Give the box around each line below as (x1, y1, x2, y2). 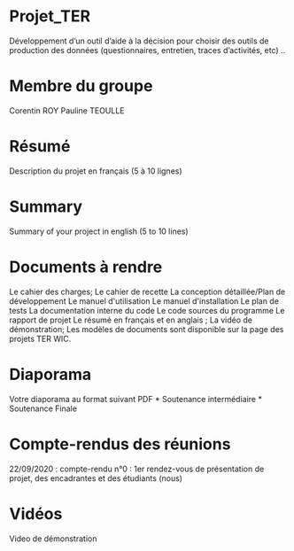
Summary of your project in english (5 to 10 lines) (9, 226, 189, 237)
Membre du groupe (9, 76, 153, 97)
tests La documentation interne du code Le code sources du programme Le (9, 305, 285, 315)
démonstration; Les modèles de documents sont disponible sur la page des (9, 323, 284, 334)
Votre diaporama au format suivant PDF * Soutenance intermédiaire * (9, 393, 263, 404)
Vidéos (9, 503, 63, 524)
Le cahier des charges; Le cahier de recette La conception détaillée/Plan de (9, 286, 286, 297)
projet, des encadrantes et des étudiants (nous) (9, 472, 183, 484)
